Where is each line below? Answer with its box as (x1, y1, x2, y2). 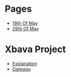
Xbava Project (5, 44, 66, 55)
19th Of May (12, 20, 38, 26)
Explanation (12, 60, 37, 67)
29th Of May (12, 25, 39, 31)
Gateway (12, 66, 31, 72)
